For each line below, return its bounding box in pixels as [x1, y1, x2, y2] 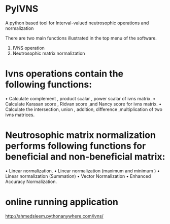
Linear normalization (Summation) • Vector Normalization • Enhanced [5, 173, 151, 179]
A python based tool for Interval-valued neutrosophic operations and [5, 20, 149, 26]
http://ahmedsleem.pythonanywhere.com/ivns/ [5, 213, 104, 219]
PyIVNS [5, 3, 39, 15]
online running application [5, 196, 118, 208]
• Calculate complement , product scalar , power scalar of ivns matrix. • [5, 95, 156, 101]
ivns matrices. [5, 111, 35, 118]
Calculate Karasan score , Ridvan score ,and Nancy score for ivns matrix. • [5, 101, 162, 107]
